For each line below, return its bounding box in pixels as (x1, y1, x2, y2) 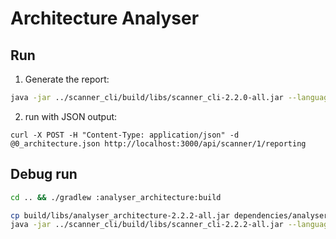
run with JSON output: (24, 110, 118, 122)
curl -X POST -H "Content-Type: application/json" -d (10, 130, 240, 140)
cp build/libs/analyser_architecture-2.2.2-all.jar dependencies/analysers (10, 210, 333, 221)
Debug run (10, 166, 78, 183)
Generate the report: (24, 73, 110, 85)
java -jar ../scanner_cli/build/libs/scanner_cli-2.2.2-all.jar (10, 220, 284, 230)
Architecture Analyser (10, 7, 200, 30)
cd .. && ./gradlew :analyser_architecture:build (10, 192, 222, 202)
